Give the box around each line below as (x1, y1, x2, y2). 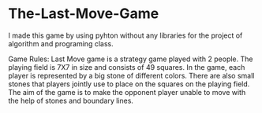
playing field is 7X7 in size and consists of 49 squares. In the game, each (8, 62, 245, 71)
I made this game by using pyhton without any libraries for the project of (8, 31, 243, 40)
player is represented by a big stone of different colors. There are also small (8, 71, 255, 80)
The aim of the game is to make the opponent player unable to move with (8, 87, 246, 97)
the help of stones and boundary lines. (8, 96, 134, 105)
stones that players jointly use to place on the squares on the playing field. (8, 79, 250, 89)
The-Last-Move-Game (8, 5, 159, 23)
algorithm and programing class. (8, 38, 114, 48)
